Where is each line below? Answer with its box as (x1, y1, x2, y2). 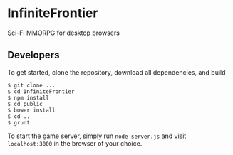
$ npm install (7, 94, 50, 101)
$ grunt (7, 119, 31, 126)
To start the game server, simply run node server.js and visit (7, 132, 187, 140)
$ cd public (7, 100, 43, 107)
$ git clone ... (7, 82, 56, 89)
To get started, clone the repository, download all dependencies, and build (7, 68, 226, 76)
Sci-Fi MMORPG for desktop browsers (7, 28, 120, 37)
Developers (7, 49, 60, 61)
